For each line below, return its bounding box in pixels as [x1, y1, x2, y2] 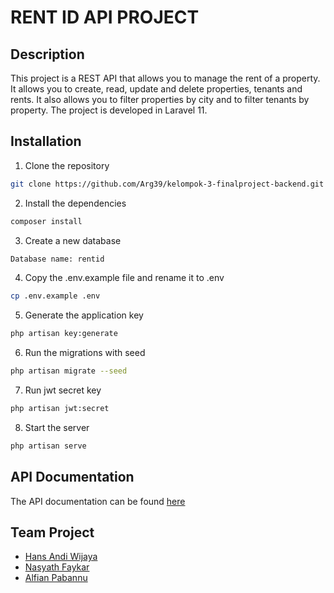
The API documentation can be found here [10, 495, 186, 507]
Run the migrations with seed [24, 347, 146, 359]
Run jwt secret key [24, 384, 102, 396]
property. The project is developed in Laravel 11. [10, 104, 208, 116]
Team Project [10, 524, 95, 541]
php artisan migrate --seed [10, 366, 128, 376]
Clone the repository [24, 159, 110, 171]
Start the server [24, 421, 90, 433]
